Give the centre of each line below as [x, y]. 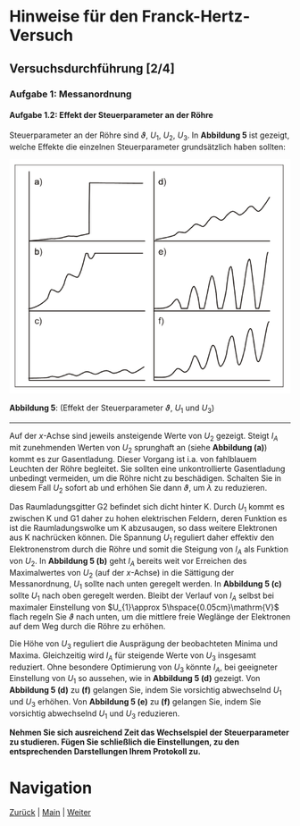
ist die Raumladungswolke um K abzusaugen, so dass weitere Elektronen [143, 528]
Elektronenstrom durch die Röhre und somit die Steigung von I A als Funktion [149, 550]
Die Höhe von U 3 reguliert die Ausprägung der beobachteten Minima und [144, 644]
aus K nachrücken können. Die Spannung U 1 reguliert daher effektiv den [142, 538]
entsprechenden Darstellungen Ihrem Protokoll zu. [105, 752]
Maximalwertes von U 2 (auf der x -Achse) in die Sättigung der [122, 573]
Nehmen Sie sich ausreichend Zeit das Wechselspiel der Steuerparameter [150, 733]
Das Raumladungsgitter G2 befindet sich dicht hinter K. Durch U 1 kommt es [147, 508]
